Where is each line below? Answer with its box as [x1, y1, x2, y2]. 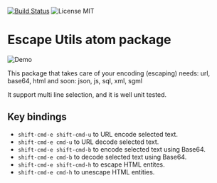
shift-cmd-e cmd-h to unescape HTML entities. [17, 167, 155, 176]
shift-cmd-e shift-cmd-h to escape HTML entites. [17, 160, 165, 169]
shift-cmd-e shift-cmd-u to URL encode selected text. [17, 130, 178, 138]
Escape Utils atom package [7, 32, 172, 48]
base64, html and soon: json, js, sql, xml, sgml [7, 76, 143, 85]
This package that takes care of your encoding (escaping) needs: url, [7, 68, 211, 78]
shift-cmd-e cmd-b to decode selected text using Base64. [17, 152, 187, 161]
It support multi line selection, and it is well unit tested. [7, 90, 167, 99]
